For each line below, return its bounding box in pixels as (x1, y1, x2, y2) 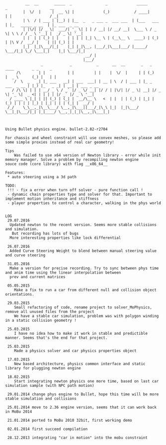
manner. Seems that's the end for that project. (5, 335, 108, 340)
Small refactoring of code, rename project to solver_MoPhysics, (14, 305, 153, 310)
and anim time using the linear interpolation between (5, 270, 121, 275)
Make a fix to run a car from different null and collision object (14, 288, 157, 293)
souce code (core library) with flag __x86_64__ (5, 161, 108, 166)
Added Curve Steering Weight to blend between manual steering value (9, 248, 157, 253)
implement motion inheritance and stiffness (5, 196, 99, 201)
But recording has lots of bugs (11, 231, 79, 236)
